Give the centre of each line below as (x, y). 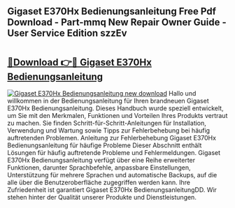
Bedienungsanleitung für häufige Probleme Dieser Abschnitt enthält (105, 145)
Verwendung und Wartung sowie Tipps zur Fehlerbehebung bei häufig (109, 131)
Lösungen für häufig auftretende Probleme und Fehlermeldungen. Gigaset (114, 153)
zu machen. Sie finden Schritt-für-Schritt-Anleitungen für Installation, (107, 123)
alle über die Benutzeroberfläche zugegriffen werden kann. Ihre (99, 182)
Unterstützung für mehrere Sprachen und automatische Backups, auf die (112, 175)
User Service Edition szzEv (67, 33)
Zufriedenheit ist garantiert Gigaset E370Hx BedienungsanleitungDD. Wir (112, 190)
